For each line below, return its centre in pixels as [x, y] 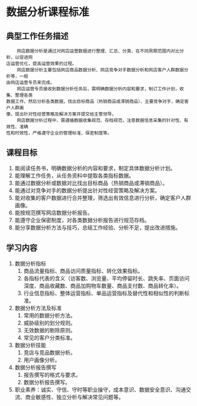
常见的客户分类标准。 [49, 337]
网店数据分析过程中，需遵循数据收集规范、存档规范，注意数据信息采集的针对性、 [101, 120]
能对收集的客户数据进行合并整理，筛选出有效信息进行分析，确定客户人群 [103, 198]
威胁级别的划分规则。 [49, 323]
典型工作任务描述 [37, 36]
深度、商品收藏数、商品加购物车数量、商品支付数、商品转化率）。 [103, 286]
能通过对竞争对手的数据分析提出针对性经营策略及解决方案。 [87, 190]
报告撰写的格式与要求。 [52, 375]
